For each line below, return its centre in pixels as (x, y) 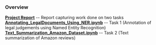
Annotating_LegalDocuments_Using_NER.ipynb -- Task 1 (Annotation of (78, 22)
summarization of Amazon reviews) (40, 38)
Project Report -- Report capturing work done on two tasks (64, 18)
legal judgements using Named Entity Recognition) (55, 28)
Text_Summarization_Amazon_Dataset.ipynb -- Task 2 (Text (67, 33)
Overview (17, 7)
